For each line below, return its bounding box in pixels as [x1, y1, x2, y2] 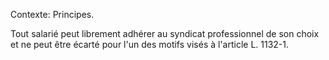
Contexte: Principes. [10, 9, 95, 20]
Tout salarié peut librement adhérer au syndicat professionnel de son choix [10, 28, 320, 39]
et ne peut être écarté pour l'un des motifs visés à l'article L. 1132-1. [10, 39, 290, 50]
